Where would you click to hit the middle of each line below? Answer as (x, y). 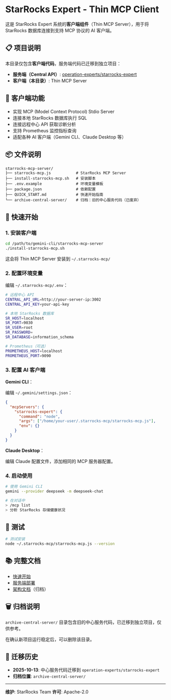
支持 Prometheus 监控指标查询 (45, 130)
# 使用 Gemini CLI (24, 487)
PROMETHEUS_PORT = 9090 (28, 356)
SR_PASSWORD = (19, 332)
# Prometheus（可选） (27, 346)
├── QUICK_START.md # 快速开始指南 (54, 195)
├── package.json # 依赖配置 (50, 189)
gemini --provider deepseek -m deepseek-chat (54, 491)
